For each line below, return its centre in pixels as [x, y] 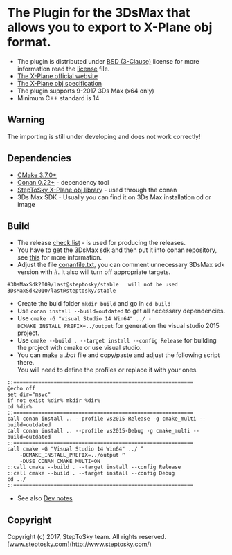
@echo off [21, 389]
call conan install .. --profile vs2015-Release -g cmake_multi [102, 419]
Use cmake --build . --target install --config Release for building [117, 340]
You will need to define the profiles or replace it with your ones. [108, 370]
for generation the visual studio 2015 [167, 326]
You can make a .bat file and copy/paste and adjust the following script [118, 355]
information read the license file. [63, 69]
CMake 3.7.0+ [37, 175]
